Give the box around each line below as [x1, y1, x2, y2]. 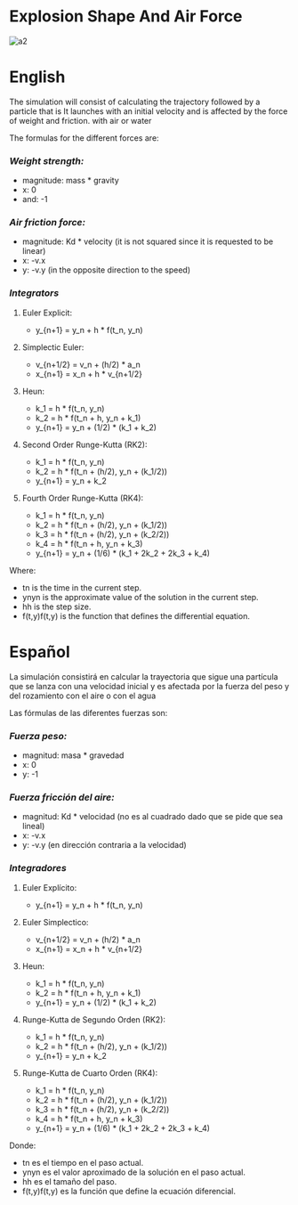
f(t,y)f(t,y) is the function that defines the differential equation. [21, 610, 251, 621]
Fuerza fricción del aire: [9, 791, 115, 803]
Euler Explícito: [21, 882, 77, 892]
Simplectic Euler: [21, 341, 85, 353]
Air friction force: [9, 216, 86, 229]
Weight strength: [9, 154, 85, 167]
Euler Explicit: [21, 307, 73, 318]
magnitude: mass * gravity [21, 175, 120, 186]
